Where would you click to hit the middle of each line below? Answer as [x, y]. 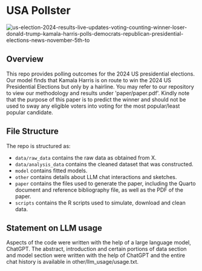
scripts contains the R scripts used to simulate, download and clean [100, 203]
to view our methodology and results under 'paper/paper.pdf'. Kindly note [98, 93]
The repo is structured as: [38, 146]
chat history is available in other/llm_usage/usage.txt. [73, 262]
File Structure [32, 132]
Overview [25, 59]
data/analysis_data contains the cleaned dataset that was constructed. [104, 164]
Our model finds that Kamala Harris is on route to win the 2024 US [89, 80]
